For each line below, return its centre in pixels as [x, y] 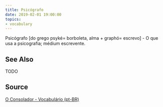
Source [17, 87]
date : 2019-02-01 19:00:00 [33, 15]
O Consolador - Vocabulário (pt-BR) [42, 99]
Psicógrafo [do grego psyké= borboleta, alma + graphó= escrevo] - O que [82, 38]
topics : [13, 19]
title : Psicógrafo [24, 10]
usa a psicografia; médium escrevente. [45, 44]
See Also [19, 59]
